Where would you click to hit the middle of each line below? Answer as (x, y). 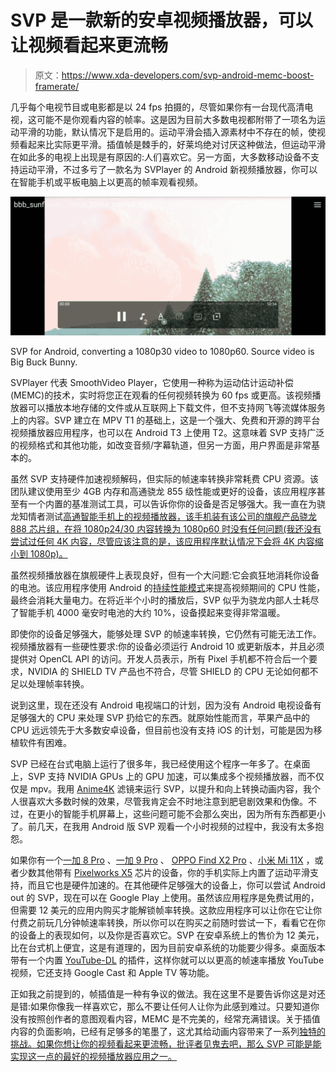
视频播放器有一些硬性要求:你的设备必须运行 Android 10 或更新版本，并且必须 (167, 646)
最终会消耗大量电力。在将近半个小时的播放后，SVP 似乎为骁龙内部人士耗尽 (165, 600)
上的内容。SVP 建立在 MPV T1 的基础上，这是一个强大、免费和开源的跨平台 (165, 420)
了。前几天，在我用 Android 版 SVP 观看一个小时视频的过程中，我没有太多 (163, 826)
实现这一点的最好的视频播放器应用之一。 (93, 1056)
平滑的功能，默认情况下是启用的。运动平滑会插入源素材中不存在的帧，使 (167, 132)
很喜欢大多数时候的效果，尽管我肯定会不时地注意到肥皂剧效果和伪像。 (163, 801)
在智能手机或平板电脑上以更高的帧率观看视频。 (106, 182)
